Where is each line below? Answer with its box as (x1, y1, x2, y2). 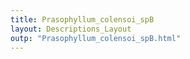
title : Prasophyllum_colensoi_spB (10, 14, 155, 25)
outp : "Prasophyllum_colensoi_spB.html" (10, 33, 182, 43)
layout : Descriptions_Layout (10, 24, 132, 34)
